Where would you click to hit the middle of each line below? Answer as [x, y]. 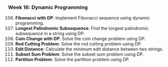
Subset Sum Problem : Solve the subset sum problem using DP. [80, 54]
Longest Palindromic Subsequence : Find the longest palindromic [82, 28]
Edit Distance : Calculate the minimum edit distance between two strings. [89, 49]
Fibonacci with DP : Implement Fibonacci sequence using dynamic [83, 18]
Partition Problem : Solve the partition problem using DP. [72, 60]
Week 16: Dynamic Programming [48, 7]
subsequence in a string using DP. [50, 34]
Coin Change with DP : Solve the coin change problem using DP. [80, 39]
